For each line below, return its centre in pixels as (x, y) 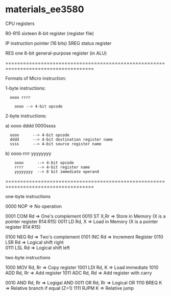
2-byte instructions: (26, 116)
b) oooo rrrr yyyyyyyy (28, 153)
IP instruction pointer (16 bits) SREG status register (58, 43)
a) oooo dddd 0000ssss (31, 125)
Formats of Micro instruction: (36, 78)
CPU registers (20, 23)
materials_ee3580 (45, 9)
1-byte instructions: (26, 88)
